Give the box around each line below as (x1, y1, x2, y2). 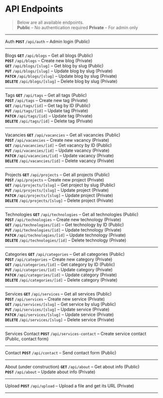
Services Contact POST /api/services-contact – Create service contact (5, 331, 147, 336)
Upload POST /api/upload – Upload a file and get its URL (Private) (5, 382, 134, 389)
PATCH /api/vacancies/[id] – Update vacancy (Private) (5, 152, 114, 158)
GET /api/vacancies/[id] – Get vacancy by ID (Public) (5, 142, 112, 148)
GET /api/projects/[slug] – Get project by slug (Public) (5, 182, 115, 188)
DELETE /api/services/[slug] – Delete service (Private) (5, 316, 114, 322)
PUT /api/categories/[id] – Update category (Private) (5, 266, 113, 272)
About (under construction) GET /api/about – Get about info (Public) (5, 364, 140, 369)
